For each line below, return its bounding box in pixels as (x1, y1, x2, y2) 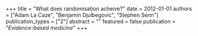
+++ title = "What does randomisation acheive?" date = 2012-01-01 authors (5, 5, 193, 12)
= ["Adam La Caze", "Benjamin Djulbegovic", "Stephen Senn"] (5, 11, 159, 19)
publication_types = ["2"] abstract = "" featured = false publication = (5, 18, 176, 25)
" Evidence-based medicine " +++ (5, 24, 88, 31)
